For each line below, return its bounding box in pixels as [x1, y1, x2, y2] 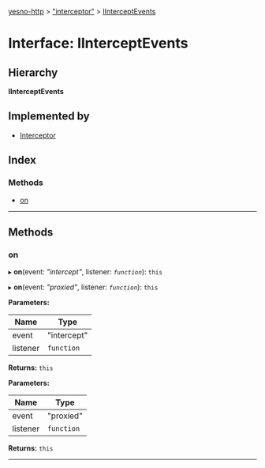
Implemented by [8, 110, 90, 123]
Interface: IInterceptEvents [8, 35, 188, 52]
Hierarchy [8, 66, 58, 79]
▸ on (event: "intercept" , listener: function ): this [8, 267, 163, 277]
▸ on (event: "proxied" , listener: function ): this [8, 282, 159, 292]
